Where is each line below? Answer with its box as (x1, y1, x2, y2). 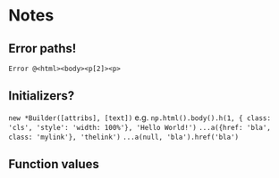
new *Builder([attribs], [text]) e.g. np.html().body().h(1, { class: (8, 112, 272, 123)
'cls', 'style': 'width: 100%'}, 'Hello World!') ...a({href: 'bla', (8, 123, 272, 132)
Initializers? (8, 88, 75, 103)
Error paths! (8, 41, 77, 56)
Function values (8, 157, 100, 172)
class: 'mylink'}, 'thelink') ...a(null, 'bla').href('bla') (8, 133, 239, 142)
